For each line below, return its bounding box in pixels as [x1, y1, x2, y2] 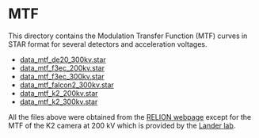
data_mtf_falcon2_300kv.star [19, 80, 115, 90]
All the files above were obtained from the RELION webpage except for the [8, 112, 252, 121]
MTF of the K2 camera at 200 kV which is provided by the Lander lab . [8, 121, 236, 130]
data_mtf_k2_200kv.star [19, 88, 98, 98]
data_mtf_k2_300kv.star [19, 97, 98, 106]
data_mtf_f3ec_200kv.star [19, 63, 105, 72]
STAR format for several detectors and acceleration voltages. [8, 39, 208, 48]
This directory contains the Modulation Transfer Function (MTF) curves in [8, 31, 248, 40]
